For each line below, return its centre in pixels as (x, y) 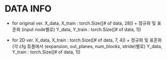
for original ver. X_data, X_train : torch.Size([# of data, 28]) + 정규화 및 (84, 23)
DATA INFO (28, 9)
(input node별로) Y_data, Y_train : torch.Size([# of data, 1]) (81, 29)
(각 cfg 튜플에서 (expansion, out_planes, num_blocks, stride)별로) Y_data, (87, 46)
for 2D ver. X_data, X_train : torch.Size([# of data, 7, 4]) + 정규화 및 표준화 (87, 40)
